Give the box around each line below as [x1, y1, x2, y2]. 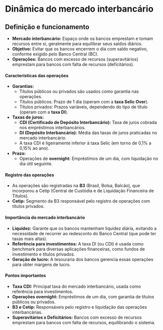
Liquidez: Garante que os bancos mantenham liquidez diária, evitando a [12, 225, 157, 231]
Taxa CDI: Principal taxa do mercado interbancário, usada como [12, 283, 141, 289]
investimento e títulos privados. [12, 251, 75, 257]
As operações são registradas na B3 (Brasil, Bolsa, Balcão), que [12, 183, 140, 189]
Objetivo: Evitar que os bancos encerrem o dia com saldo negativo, [12, 46, 148, 52]
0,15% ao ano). [19, 145, 50, 151]
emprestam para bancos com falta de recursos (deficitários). [12, 62, 135, 67]
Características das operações [5, 72, 69, 78]
